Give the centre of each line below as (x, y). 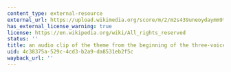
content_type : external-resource (55, 13)
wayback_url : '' (30, 58)
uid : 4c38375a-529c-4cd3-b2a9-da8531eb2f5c (70, 52)
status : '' (23, 39)
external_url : (27, 20)
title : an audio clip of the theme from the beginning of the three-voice (117, 45)
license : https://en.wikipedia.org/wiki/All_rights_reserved (97, 33)
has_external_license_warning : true (59, 26)
